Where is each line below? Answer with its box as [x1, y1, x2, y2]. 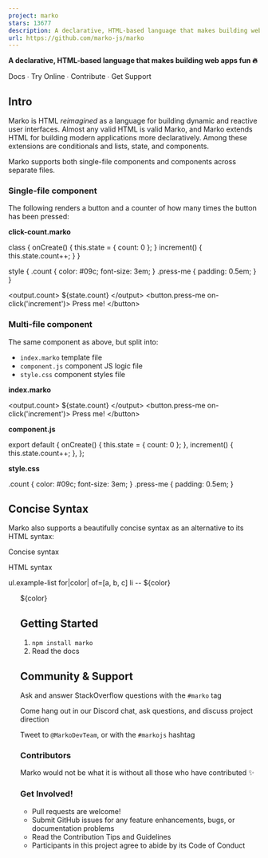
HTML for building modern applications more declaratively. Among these [8, 133, 247, 143]
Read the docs [31, 647, 80, 656]
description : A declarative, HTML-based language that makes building [8, 26, 248, 34]
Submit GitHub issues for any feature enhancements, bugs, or [31, 815, 235, 825]
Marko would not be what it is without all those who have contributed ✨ [19, 768, 255, 777]
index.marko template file [19, 352, 102, 362]
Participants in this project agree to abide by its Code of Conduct [31, 840, 246, 850]
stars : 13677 [8, 19, 52, 27]
